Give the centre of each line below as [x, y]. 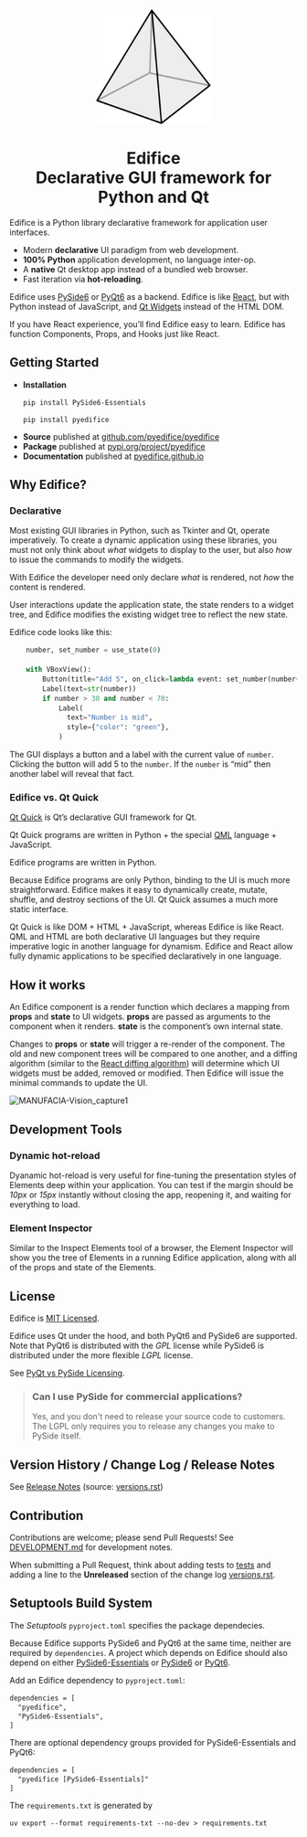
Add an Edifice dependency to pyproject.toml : [97, 1680]
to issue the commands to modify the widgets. [97, 560]
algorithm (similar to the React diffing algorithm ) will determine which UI [145, 1064]
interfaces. [30, 232]
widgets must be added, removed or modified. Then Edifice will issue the [147, 1073]
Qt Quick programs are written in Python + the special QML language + [143, 835]
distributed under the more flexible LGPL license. [101, 1355]
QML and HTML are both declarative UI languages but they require [135, 937]
